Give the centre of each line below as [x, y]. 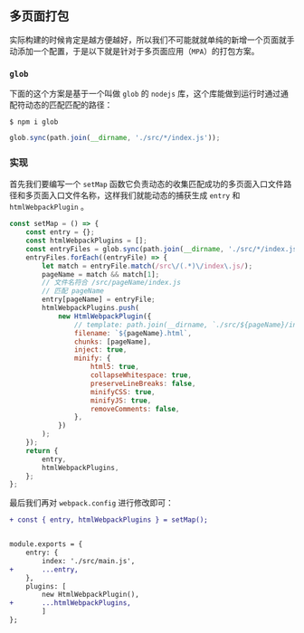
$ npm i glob [34, 122]
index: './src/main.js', [89, 561]
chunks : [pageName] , [113, 342]
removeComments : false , [135, 409]
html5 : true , [115, 367]
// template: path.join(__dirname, [141, 325]
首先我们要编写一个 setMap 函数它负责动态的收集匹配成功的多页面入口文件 [147, 184]
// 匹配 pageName [73, 291]
